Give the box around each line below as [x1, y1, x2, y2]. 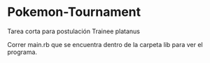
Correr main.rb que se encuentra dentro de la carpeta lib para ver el [7, 40, 203, 48]
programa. [7, 48, 37, 56]
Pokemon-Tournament [7, 4, 141, 20]
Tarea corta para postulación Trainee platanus [7, 27, 141, 35]
